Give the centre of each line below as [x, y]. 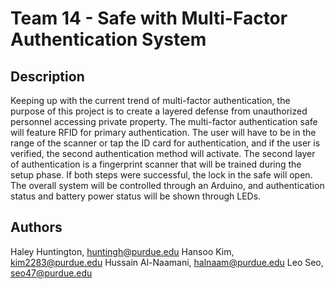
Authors [36, 227]
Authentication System [108, 39]
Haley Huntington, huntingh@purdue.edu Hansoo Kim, [122, 251]
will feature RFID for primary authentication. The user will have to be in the [163, 132]
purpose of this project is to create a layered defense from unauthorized [159, 111]
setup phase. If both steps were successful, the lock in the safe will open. [161, 175]
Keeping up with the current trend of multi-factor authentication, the [150, 100]
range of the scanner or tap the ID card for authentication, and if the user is [165, 143]
